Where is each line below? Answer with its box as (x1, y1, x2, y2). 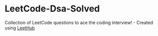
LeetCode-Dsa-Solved (4, 3, 100, 14)
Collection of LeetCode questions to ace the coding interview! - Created (4, 19, 153, 25)
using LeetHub (4, 24, 35, 30)
